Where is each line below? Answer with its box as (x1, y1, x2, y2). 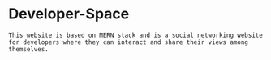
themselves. (8, 45, 49, 53)
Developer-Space (8, 5, 130, 23)
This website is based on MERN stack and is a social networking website (8, 31, 264, 39)
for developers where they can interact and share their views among (8, 38, 249, 46)
